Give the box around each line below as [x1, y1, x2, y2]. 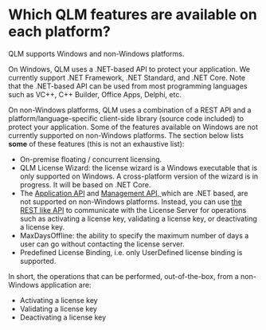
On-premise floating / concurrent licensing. [19, 154, 162, 164]
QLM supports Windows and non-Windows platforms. [8, 49, 185, 58]
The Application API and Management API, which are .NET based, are [19, 188, 248, 198]
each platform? [8, 22, 111, 41]
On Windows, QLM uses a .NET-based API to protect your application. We [8, 64, 251, 73]
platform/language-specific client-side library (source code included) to [8, 113, 244, 123]
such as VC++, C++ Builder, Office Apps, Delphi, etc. [8, 89, 182, 99]
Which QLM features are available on [8, 6, 257, 24]
